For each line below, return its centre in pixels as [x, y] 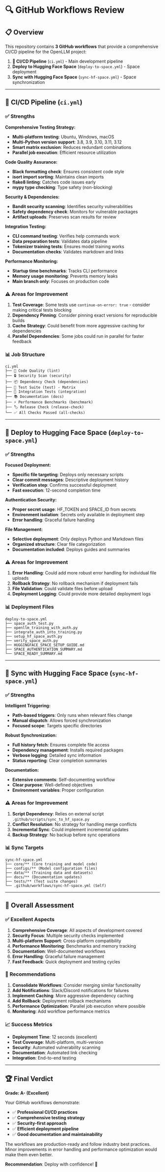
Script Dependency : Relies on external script [58, 814]
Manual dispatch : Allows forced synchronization [62, 720]
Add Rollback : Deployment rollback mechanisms [62, 1001]
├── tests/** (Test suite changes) [41, 881]
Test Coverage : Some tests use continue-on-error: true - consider [81, 305]
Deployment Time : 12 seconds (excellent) [55, 1037]
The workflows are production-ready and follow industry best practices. [78, 1144]
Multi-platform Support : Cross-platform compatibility [67, 941]
